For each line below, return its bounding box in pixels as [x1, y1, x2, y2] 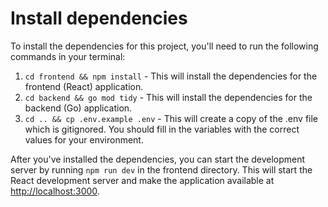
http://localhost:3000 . [10, 185, 100, 197]
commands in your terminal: [10, 50, 126, 62]
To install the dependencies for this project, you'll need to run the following [10, 40, 319, 52]
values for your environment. [24, 133, 144, 146]
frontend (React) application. [24, 80, 144, 92]
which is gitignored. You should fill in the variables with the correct [24, 123, 300, 135]
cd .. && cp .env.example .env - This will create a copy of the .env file [24, 112, 319, 124]
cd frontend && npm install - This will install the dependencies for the [24, 70, 318, 82]
